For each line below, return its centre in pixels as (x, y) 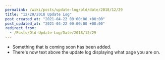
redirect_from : (21, 28)
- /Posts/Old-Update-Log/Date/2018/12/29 (53, 33)
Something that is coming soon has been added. (62, 47)
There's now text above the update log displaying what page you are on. (86, 52)
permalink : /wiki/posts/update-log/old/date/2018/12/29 (64, 10)
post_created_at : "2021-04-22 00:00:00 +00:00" (55, 19)
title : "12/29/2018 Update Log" (38, 14)
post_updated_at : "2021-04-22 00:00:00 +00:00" (55, 24)
